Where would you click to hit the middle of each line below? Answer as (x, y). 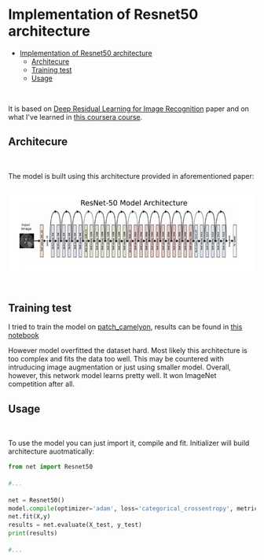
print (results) (33, 533)
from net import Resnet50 (50, 467)
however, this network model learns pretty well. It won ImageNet (112, 376)
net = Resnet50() (37, 500)
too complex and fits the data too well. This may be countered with (116, 359)
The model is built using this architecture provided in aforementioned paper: (131, 176)
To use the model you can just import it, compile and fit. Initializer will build (129, 443)
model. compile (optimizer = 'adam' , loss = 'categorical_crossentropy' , (121, 508)
